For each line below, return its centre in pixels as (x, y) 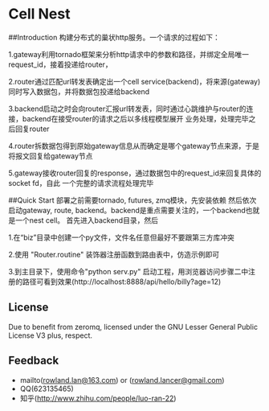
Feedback (34, 361)
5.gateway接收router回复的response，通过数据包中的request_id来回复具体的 (135, 173)
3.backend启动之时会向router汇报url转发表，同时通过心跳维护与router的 (127, 109)
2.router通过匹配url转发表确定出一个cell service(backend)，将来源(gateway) (134, 81)
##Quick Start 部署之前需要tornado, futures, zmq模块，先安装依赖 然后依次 (132, 200)
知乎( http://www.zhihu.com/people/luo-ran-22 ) (98, 398)
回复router (32, 129)
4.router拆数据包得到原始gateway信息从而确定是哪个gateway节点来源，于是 (134, 146)
